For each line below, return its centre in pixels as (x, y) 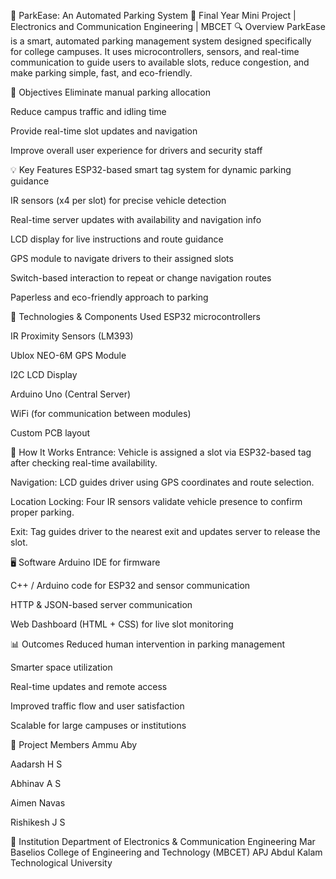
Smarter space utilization (61, 667)
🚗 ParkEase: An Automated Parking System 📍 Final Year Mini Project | (153, 15)
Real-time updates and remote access (89, 686)
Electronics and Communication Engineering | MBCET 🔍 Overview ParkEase (168, 26)
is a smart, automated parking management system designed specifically (161, 41)
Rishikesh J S (38, 822)
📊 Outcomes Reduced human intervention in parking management (148, 644)
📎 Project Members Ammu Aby (74, 744)
